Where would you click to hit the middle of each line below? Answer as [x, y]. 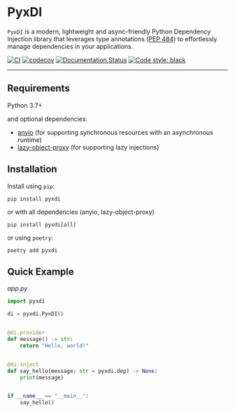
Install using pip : [31, 186]
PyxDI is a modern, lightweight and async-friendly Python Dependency [109, 31]
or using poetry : [30, 238]
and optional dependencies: [48, 119]
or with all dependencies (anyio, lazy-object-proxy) [81, 212]
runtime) [29, 140]
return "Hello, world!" [55, 346]
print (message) [42, 377]
